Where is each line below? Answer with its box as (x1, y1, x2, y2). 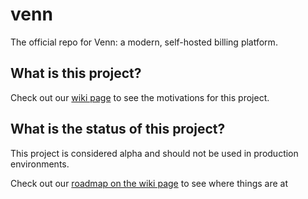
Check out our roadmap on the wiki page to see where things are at (10, 177, 289, 189)
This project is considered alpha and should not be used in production (10, 147, 299, 159)
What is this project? (10, 65, 142, 82)
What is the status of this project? (10, 121, 226, 138)
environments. (10, 158, 70, 170)
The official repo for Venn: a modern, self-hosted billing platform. (10, 36, 278, 48)
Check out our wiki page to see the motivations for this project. (10, 91, 270, 103)
